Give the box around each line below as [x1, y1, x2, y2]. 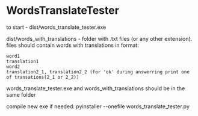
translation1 [6, 58, 39, 64]
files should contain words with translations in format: [6, 41, 140, 49]
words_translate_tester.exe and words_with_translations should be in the [6, 85, 185, 92]
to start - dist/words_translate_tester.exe [6, 23, 107, 31]
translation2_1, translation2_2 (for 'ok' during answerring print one [6, 69, 190, 75]
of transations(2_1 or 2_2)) [6, 74, 79, 80]
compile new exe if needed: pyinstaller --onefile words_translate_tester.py [6, 103, 190, 110]
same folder [6, 91, 36, 98]
